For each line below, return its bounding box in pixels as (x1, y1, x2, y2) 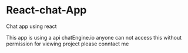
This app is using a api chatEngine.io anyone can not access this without (6, 34, 182, 41)
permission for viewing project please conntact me (6, 40, 129, 47)
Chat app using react (6, 23, 57, 30)
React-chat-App (6, 3, 87, 17)
